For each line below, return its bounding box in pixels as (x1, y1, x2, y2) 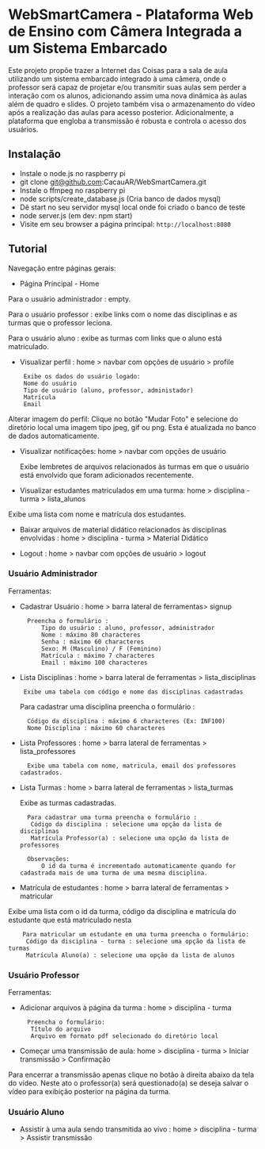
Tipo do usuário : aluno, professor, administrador (40, 624, 215, 632)
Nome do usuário (23, 379, 78, 387)
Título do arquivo (30, 1025, 91, 1033)
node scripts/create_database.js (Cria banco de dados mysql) (19, 194, 221, 203)
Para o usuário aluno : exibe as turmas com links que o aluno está (8, 333, 222, 343)
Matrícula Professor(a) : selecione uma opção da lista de (30, 834, 229, 842)
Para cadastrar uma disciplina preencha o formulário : (19, 701, 195, 711)
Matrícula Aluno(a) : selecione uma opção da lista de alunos (25, 951, 236, 959)
